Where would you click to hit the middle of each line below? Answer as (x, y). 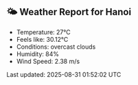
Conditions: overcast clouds (56, 47)
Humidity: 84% (38, 53)
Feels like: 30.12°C (42, 39)
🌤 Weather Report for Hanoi (69, 12)
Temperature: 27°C (43, 32)
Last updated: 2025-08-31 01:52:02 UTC (64, 74)
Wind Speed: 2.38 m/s (48, 61)
